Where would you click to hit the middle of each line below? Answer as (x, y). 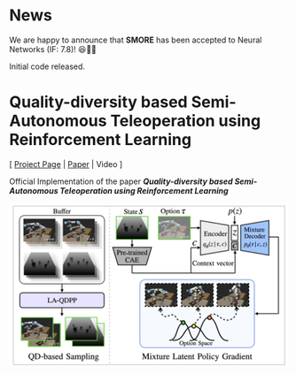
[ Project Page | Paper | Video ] (66, 164)
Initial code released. (47, 66)
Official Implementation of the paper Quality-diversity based (121, 181)
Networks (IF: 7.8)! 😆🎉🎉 (53, 49)
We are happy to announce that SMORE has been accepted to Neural (136, 40)
